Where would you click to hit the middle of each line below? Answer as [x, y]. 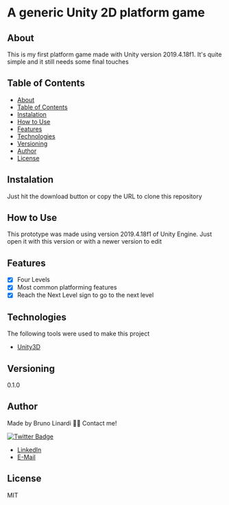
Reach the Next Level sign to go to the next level [85, 295]
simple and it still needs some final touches [68, 62]
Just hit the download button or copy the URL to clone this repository [105, 196]
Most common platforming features [67, 287]
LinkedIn [29, 449]
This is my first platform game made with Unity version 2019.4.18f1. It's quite [114, 54]
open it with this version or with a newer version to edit [85, 242]
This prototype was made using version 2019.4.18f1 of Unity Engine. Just [110, 234]
